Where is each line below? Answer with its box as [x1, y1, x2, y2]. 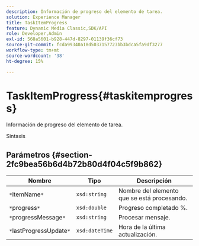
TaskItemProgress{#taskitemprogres [6, 89, 193, 103]
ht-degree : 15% [6, 58, 44, 64]
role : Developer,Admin [6, 31, 62, 37]
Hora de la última [118, 223, 166, 231]
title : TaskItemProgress [6, 20, 68, 25]
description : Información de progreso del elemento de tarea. [6, 8, 163, 15]
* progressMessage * [9, 213, 66, 222]
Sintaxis [6, 133, 25, 140]
